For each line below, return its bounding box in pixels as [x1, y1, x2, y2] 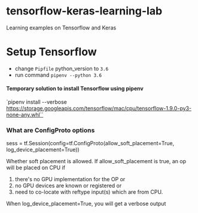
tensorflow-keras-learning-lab [6, 4, 163, 18]
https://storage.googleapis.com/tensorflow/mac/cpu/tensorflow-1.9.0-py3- [6, 105, 192, 112]
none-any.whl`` [6, 111, 44, 118]
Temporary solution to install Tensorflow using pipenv [6, 85, 144, 92]
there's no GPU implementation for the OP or [14, 176, 126, 183]
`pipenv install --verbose [6, 98, 68, 106]
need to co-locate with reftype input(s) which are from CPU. [14, 188, 163, 196]
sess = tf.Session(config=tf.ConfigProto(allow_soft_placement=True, [6, 140, 175, 147]
